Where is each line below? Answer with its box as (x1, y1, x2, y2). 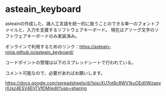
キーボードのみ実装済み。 (26, 33, 80, 39)
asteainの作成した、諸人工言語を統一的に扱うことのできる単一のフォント (5, 20, 156, 26)
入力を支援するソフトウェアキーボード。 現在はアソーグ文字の (26, 26, 155, 33)
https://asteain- (79, 43, 111, 49)
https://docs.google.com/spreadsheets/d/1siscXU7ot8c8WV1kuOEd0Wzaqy (5, 80, 161, 86)
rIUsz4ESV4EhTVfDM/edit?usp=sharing (5, 85, 87, 91)
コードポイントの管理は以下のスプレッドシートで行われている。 (5, 59, 136, 65)
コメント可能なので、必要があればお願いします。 (5, 70, 106, 76)
